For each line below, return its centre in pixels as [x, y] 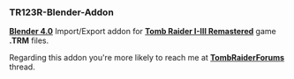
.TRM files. [29, 40]
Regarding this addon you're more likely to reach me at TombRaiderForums [147, 58]
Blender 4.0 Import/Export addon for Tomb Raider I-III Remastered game [143, 32]
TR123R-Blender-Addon [62, 12]
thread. [22, 67]
